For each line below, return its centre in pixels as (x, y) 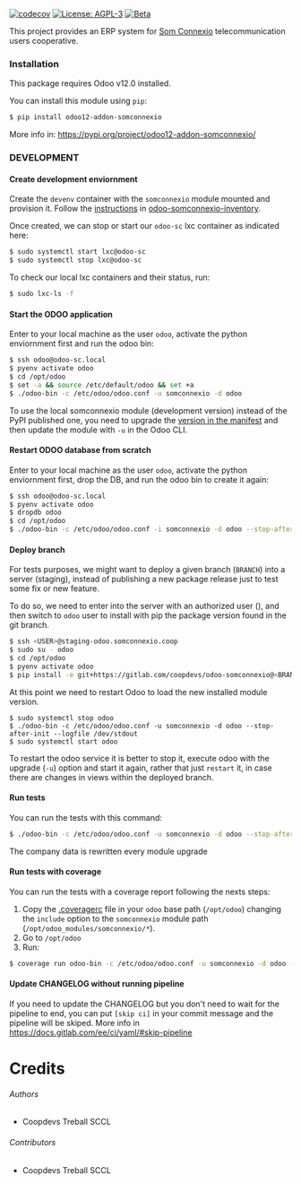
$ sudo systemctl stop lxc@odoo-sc (76, 260)
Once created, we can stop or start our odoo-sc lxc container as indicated (144, 226)
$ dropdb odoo (36, 513)
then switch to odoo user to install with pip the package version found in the (148, 615)
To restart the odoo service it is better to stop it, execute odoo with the (140, 758)
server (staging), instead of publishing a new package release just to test (144, 579)
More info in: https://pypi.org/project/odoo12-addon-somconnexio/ (133, 135)
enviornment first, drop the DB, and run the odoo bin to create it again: (139, 479)
